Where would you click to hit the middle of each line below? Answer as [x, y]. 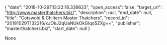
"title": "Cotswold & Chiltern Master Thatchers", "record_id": [67, 18]
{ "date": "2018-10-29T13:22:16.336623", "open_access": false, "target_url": [83, 7]
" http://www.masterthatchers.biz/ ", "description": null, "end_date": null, [78, 12]
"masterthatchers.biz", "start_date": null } [47, 28]
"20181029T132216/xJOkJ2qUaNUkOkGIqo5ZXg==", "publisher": [72, 23]
